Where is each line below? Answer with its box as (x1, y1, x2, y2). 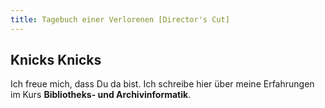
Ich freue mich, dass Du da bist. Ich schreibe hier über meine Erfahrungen (10, 78, 315, 90)
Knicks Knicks (10, 52, 102, 69)
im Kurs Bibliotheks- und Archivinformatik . (10, 89, 192, 101)
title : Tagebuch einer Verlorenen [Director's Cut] (10, 14, 230, 25)
